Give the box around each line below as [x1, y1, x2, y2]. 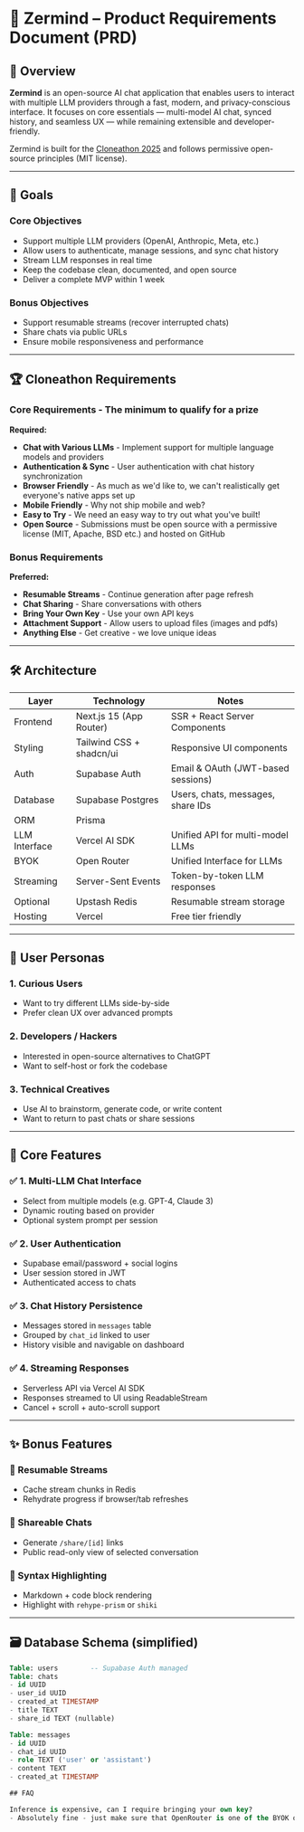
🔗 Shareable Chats [9, 1516, 92, 1529]
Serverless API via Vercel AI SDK [22, 1382, 145, 1393]
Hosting [14, 909, 48, 922]
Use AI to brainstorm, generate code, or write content [22, 1104, 223, 1115]
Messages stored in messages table [22, 1320, 152, 1331]
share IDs [170, 799, 212, 812]
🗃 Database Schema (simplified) [9, 1635, 199, 1650]
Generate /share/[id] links [22, 1537, 124, 1548]
